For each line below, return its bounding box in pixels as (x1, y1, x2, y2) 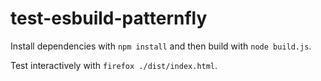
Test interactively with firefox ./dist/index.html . (10, 59, 218, 71)
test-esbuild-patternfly (10, 7, 208, 30)
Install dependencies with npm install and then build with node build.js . (10, 40, 312, 52)
